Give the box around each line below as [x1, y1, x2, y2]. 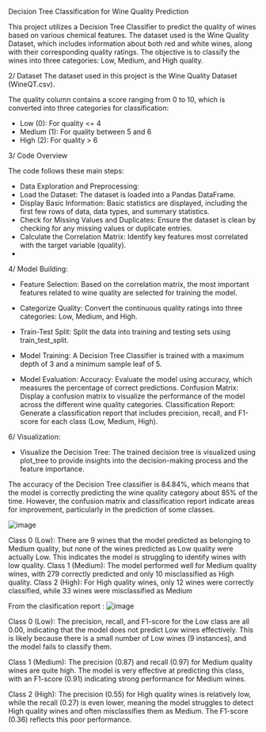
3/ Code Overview [8, 151, 68, 160]
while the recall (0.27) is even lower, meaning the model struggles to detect [8, 698, 254, 707]
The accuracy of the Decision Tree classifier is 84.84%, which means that [8, 479, 249, 489]
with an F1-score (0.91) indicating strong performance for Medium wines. [8, 674, 247, 684]
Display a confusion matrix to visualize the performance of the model [19, 391, 245, 401]
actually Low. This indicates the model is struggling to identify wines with [8, 552, 247, 562]
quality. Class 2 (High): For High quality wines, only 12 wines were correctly [8, 578, 254, 587]
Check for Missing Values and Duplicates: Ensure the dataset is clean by [19, 215, 256, 224]
